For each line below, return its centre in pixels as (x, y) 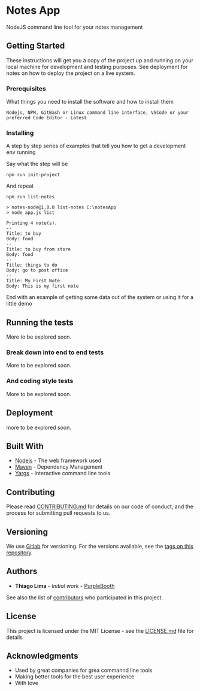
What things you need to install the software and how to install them (90, 102)
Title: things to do (32, 265)
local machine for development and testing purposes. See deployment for (97, 67)
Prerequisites (26, 89)
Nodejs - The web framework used (58, 461)
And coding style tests (40, 381)
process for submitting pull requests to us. (58, 513)
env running (21, 152)
